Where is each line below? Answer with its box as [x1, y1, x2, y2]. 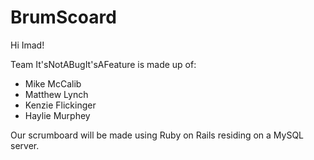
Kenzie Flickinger [24, 99, 97, 111]
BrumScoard [10, 6, 117, 29]
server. [10, 139, 40, 151]
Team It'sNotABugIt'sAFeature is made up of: [10, 58, 197, 70]
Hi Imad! [10, 39, 45, 51]
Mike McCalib [24, 77, 82, 90]
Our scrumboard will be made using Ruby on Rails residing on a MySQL [10, 129, 305, 141]
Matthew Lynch [24, 88, 89, 100]
